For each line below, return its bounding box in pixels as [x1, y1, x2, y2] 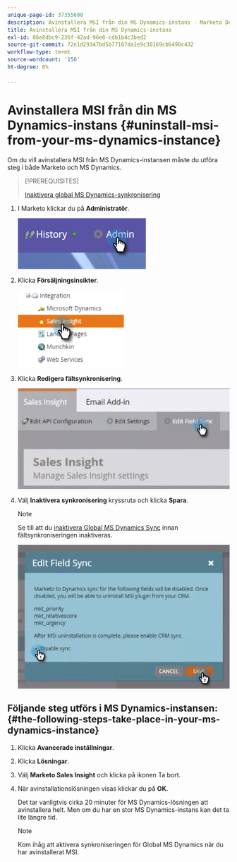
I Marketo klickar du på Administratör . [17, 204, 130, 212]
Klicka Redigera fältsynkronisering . [17, 374, 123, 382]
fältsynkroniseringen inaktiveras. [17, 530, 113, 539]
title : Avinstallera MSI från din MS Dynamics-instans [7, 26, 172, 33]
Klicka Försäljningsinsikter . [17, 276, 99, 284]
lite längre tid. [17, 813, 58, 821]
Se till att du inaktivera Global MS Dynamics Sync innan [17, 523, 178, 532]
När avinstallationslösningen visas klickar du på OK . [17, 784, 169, 793]
